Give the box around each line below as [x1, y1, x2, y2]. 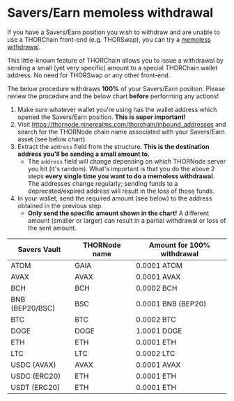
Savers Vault [17, 244, 61, 254]
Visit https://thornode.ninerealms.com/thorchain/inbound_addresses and [17, 120, 226, 128]
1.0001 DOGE [135, 326, 182, 336]
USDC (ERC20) [10, 371, 61, 381]
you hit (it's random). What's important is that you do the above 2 [27, 164, 215, 173]
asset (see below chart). [17, 134, 87, 143]
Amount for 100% [148, 240, 210, 250]
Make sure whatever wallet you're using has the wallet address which [17, 105, 217, 113]
